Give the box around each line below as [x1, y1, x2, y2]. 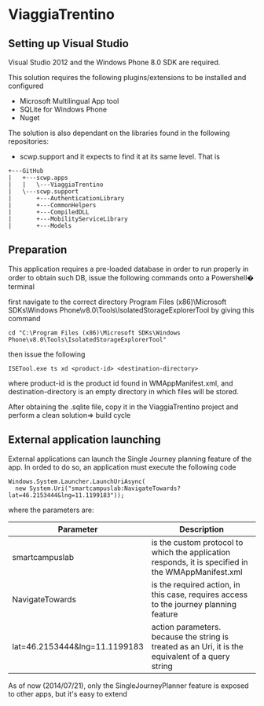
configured [8, 81, 44, 90]
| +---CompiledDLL [8, 208, 90, 216]
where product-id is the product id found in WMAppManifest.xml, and [8, 379, 233, 388]
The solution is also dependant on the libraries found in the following [8, 128, 230, 137]
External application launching [8, 433, 161, 447]
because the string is [151, 631, 229, 642]
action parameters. [151, 621, 222, 632]
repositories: [8, 137, 49, 146]
